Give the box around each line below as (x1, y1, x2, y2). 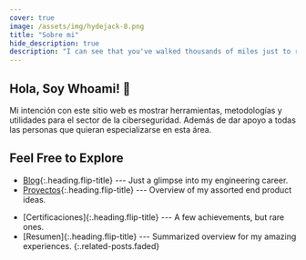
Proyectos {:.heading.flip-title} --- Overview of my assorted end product (22, 184, 292, 195)
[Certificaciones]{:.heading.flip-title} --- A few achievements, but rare (22, 211, 285, 223)
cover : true (9, 13, 55, 23)
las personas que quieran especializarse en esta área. (9, 124, 212, 135)
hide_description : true (9, 38, 100, 48)
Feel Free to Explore (9, 151, 124, 166)
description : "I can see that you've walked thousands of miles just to (9, 47, 291, 56)
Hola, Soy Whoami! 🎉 (9, 81, 131, 96)
